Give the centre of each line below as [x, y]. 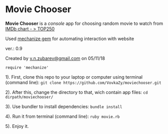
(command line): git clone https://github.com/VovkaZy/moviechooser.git [83, 82]
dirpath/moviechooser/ [29, 97]
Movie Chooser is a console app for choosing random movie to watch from [84, 23]
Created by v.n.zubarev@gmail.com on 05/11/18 [55, 58]
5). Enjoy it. [17, 126]
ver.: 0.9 [14, 48]
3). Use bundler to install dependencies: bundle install [64, 106]
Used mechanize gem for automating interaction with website [70, 39]
